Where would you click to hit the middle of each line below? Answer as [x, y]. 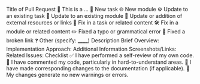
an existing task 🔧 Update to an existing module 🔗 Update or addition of [94, 16]
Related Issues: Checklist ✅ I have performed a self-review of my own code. [100, 55]
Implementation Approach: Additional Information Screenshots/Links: [91, 49]
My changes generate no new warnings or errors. [67, 75]
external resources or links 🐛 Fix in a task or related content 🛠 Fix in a [92, 23]
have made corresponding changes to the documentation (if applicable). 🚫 [98, 68]
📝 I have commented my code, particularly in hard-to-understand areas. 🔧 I [99, 62]
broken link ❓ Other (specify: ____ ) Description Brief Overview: [83, 41]
